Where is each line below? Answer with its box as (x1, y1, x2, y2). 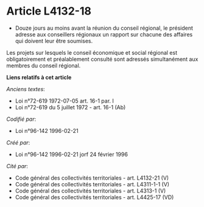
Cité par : (6, 162, 29, 169)
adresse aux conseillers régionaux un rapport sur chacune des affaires (15, 30, 193, 38)
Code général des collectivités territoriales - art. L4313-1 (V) (15, 187, 166, 194)
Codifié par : (6, 115, 37, 123)
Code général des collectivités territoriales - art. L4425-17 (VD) (15, 193, 174, 201)
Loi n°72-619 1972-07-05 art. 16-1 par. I (15, 97, 114, 104)
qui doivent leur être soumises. (15, 37, 93, 44)
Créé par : (6, 138, 30, 146)
